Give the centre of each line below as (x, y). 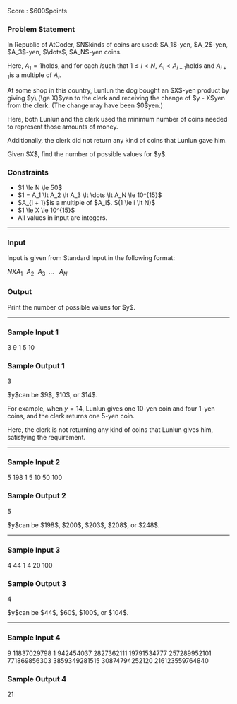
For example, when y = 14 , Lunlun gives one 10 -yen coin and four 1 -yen (111, 409)
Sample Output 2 (37, 496)
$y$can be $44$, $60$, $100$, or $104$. (68, 613)
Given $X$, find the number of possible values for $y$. (87, 154)
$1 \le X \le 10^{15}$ (46, 210)
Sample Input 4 (34, 638)
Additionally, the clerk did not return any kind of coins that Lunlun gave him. (117, 140)
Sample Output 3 (37, 583)
